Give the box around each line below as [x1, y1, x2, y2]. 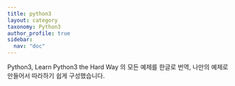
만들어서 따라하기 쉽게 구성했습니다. [7, 71, 105, 80]
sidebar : [7, 36, 33, 43]
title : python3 [7, 10, 52, 17]
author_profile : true [7, 29, 71, 37]
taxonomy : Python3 [7, 23, 61, 30]
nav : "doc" [13, 43, 46, 50]
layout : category [7, 17, 58, 24]
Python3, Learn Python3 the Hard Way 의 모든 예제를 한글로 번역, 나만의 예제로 [7, 63, 229, 71]
